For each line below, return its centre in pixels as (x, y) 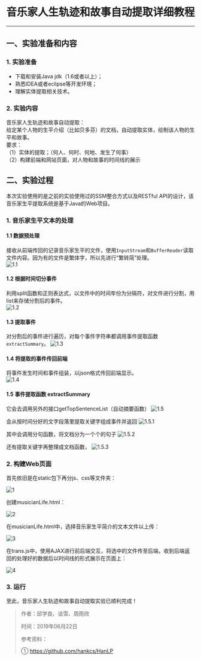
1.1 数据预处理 (23, 236)
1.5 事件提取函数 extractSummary (48, 394)
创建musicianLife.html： (36, 502)
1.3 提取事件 (21, 322)
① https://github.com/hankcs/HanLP (67, 651)
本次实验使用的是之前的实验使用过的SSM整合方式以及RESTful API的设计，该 (100, 196)
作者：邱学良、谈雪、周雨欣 (55, 614)
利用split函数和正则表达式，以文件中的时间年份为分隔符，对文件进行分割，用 (100, 293)
